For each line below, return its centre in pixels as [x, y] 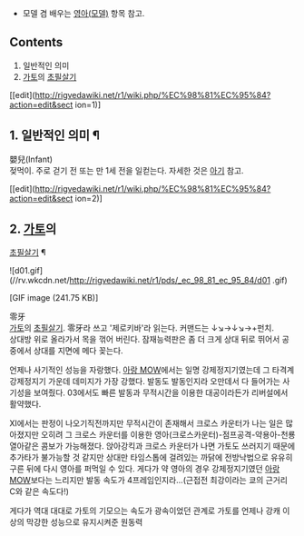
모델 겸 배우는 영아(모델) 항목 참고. [83, 13]
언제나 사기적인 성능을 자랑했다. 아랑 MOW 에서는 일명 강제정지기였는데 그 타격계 [152, 370]
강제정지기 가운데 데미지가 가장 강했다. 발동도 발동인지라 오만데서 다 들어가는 [145, 382]
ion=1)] [88, 104]
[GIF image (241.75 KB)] [54, 298]
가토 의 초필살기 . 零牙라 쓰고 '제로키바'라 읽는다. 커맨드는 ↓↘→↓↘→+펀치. [142, 328]
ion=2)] [88, 198]
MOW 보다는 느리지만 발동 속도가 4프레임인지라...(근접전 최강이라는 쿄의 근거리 [149, 481]
